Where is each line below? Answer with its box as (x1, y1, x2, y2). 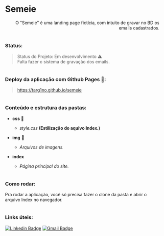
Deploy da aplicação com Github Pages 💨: (5, 76, 106, 83)
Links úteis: (5, 214, 33, 221)
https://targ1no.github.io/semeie (17, 87, 82, 93)
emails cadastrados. (118, 25, 160, 30)
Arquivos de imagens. (19, 144, 64, 150)
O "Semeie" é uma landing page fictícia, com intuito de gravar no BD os (15, 20, 160, 26)
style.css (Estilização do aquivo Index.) (19, 125, 100, 131)
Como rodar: (5, 180, 36, 187)
